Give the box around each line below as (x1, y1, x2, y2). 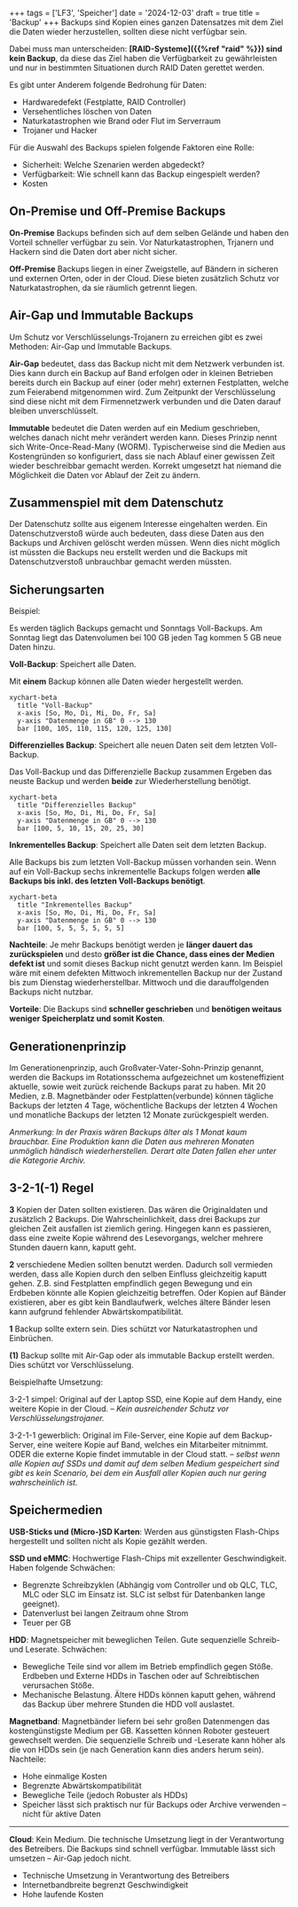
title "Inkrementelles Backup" (17, 900, 133, 910)
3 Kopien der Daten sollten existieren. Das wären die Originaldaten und (9, 1204, 269, 1214)
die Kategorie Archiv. (9, 1155, 86, 1165)
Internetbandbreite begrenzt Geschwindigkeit (21, 1880, 189, 1890)
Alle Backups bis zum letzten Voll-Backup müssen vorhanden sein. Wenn (9, 857, 277, 867)
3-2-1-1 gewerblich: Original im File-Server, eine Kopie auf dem (9, 1430, 239, 1440)
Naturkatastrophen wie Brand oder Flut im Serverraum (21, 115, 222, 126)
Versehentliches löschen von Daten (21, 106, 153, 116)
